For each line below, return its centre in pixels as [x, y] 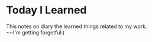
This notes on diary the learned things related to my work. [77, 26]
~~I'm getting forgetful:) [35, 32]
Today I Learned [46, 10]
